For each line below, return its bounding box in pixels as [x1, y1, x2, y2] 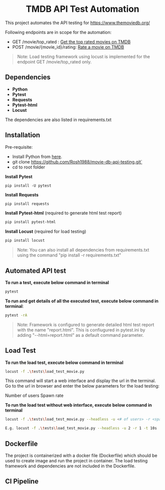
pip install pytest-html [5, 220, 56, 225]
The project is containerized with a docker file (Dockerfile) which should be [5, 453, 158, 458]
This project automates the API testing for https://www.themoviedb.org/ [5, 20, 150, 26]
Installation [5, 131, 40, 139]
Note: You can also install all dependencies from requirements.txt [17, 247, 150, 253]
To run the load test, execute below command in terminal [5, 359, 124, 365]
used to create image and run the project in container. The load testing [5, 458, 148, 463]
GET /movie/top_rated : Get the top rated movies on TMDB [12, 38, 131, 45]
